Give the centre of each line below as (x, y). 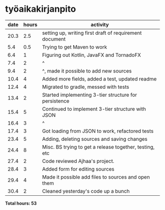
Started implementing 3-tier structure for (90, 95)
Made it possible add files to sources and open (96, 177)
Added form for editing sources (78, 169)
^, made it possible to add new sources (87, 71)
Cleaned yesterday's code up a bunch (86, 191)
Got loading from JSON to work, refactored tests (98, 131)
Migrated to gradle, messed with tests (85, 87)
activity (100, 25)
